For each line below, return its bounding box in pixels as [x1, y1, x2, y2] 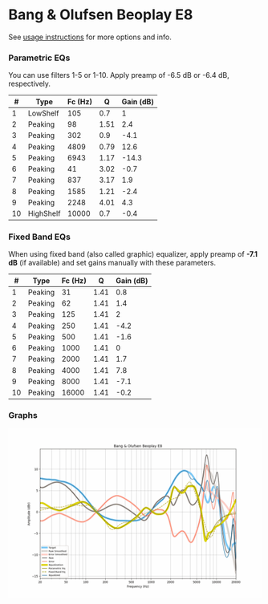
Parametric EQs [8, 52, 71, 63]
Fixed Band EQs [8, 231, 71, 242]
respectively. [8, 79, 51, 89]
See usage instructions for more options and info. [8, 32, 173, 42]
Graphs [8, 410, 38, 421]
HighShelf [27, 209, 61, 218]
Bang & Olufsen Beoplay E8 [8, 6, 193, 24]
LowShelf [27, 108, 59, 118]
